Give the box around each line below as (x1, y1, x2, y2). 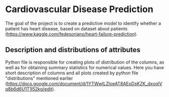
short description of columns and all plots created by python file (5, 70, 139, 76)
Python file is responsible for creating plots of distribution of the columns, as (5, 59, 164, 65)
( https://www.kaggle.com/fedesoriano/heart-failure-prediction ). (5, 31, 138, 37)
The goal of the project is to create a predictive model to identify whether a (5, 20, 161, 26)
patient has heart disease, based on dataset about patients (5, 25, 128, 31)
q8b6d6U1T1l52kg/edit (5, 86, 52, 92)
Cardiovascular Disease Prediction (5, 4, 154, 15)
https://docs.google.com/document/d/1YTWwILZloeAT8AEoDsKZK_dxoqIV (7, 80, 162, 86)
